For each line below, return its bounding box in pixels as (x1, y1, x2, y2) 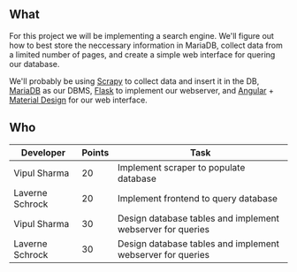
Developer (20, 146, 66, 158)
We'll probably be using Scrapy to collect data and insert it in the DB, (9, 75, 260, 87)
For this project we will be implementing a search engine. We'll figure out (9, 30, 274, 41)
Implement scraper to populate (118, 161, 246, 173)
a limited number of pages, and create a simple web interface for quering (9, 49, 276, 60)
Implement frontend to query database (118, 192, 278, 204)
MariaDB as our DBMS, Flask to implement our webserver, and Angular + (9, 85, 274, 95)
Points (81, 146, 110, 158)
